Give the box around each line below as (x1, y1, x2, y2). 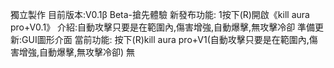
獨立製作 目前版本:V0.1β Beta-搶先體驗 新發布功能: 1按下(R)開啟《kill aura (10, 9, 310, 20)
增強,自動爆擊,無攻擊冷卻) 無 (18, 46, 136, 58)
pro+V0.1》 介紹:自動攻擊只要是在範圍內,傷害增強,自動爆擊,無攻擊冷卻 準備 (10, 21, 316, 33)
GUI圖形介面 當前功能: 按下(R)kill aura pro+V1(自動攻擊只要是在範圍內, (21, 34, 310, 45)
